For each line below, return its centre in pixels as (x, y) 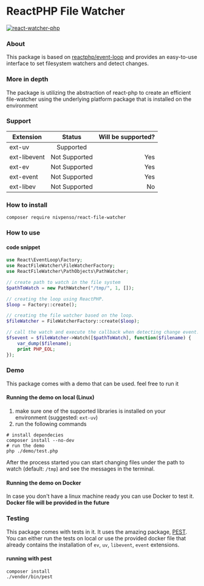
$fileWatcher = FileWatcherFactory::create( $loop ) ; (73, 321)
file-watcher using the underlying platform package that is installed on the (99, 99)
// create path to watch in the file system (63, 282)
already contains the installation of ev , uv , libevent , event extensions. (93, 545)
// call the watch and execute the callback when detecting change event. (103, 333)
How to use (23, 233)
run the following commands (51, 424)
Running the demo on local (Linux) (50, 398)
